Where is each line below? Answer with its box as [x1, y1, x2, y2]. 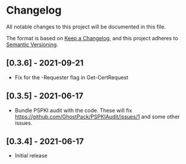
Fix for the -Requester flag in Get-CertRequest [14, 73, 129, 81]
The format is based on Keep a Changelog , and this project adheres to [6, 34, 178, 41]
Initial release [14, 152, 48, 159]
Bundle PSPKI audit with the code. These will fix [14, 107, 133, 114]
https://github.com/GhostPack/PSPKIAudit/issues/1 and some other [14, 113, 180, 120]
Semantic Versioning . [6, 41, 58, 48]
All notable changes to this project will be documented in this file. [6, 23, 166, 30]
